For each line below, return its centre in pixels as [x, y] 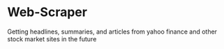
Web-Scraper [47, 12]
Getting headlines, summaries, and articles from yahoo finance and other [112, 31]
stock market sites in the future [52, 38]
